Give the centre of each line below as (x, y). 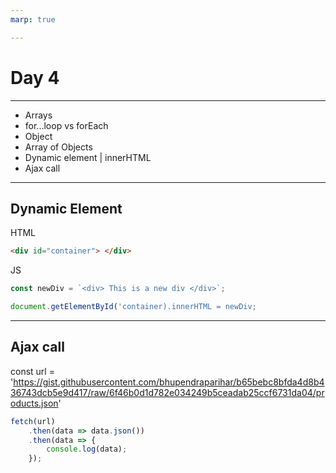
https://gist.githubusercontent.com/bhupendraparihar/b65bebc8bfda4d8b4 (169, 382)
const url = (32, 371)
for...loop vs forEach (66, 125)
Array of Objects (58, 147)
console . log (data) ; (87, 449)
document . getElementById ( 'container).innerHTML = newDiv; (133, 307)
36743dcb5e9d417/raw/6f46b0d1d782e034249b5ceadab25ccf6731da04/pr (167, 392)
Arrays (38, 115)
